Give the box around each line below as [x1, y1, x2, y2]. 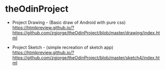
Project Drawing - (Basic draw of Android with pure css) [12, 19, 126, 25]
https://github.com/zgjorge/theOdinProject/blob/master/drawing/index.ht [12, 30, 160, 35]
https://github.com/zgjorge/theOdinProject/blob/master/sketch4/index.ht [12, 54, 160, 60]
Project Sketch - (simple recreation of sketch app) [12, 44, 114, 50]
